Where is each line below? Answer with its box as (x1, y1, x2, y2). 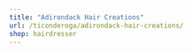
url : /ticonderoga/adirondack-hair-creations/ (9, 21, 184, 30)
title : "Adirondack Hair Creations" (9, 12, 144, 22)
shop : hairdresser (9, 29, 77, 38)
